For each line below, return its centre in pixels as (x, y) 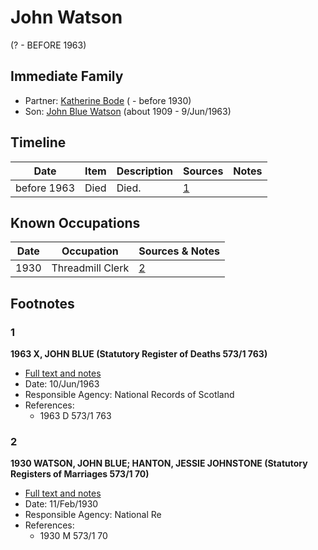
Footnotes (42, 303)
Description (145, 171)
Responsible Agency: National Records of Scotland (129, 395)
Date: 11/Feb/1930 (61, 504)
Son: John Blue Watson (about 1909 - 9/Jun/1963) (128, 111)
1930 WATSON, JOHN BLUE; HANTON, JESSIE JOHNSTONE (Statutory (159, 463)
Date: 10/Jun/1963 (62, 384)
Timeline (38, 142)
